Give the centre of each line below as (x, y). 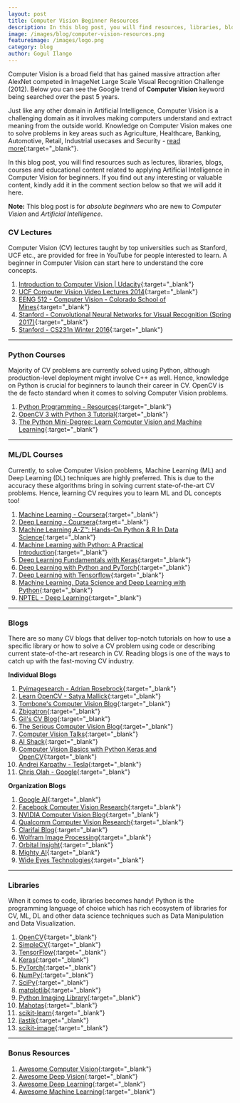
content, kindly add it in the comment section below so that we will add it (115, 185)
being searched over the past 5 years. (64, 96)
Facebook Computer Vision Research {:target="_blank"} (100, 807)
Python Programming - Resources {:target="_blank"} (95, 407)
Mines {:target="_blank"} (54, 307)
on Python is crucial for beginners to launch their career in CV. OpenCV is (116, 385)
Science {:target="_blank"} (57, 537)
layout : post (27, 14)
